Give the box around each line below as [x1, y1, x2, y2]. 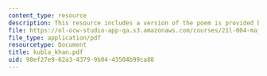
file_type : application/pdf [8, 33, 102, 42]
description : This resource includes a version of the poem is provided [8, 19, 254, 27]
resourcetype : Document [8, 41, 87, 49]
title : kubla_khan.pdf [8, 48, 83, 56]
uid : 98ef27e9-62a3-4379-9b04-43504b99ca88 [8, 56, 155, 64]
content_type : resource [8, 11, 87, 20]
